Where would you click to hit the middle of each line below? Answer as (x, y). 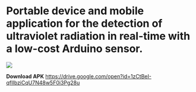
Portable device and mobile (75, 11)
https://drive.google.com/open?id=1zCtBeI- (98, 76)
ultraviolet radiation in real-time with (98, 36)
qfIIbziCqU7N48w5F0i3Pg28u (43, 83)
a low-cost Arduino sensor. (75, 49)
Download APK (25, 76)
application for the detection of (84, 23)
